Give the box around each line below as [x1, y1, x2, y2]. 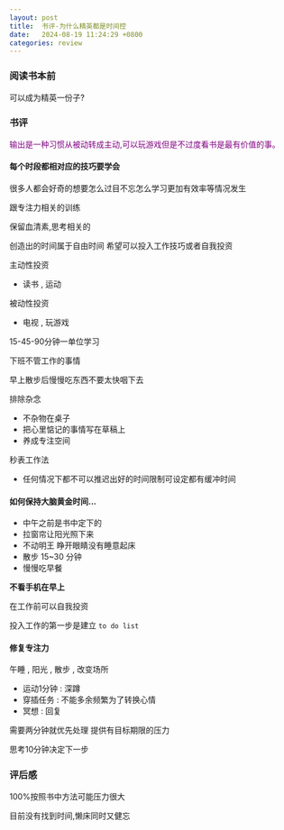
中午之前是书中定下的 [22, 517, 102, 528]
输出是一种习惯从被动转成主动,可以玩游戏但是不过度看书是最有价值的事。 [9, 139, 281, 150]
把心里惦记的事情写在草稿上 [22, 424, 126, 435]
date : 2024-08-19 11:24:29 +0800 [9, 30, 143, 39]
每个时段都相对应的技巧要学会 [9, 161, 120, 172]
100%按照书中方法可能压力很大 [9, 790, 126, 802]
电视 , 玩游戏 [22, 317, 69, 328]
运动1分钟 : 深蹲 [22, 683, 81, 694]
